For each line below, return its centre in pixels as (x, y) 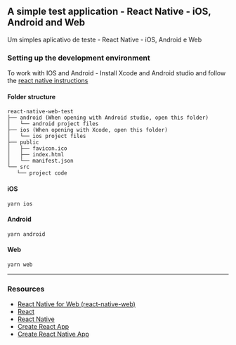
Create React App (43, 327)
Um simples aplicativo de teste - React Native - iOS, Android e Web (105, 39)
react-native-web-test (40, 112)
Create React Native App (53, 334)
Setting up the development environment (79, 58)
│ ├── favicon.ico (38, 149)
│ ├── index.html (36, 155)
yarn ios (20, 203)
